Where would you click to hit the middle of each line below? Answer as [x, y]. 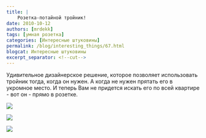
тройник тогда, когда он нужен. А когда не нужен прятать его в [90, 81]
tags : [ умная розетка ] [35, 35]
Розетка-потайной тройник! [52, 18]
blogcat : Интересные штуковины [46, 52]
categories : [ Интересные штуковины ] [53, 40]
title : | [17, 12]
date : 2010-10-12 [29, 23]
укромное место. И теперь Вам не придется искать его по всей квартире [103, 88]
